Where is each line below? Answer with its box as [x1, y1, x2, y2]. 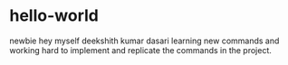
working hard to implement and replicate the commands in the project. [9, 44, 272, 55]
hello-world [9, 5, 100, 26]
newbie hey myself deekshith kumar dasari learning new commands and [9, 35, 280, 46]
